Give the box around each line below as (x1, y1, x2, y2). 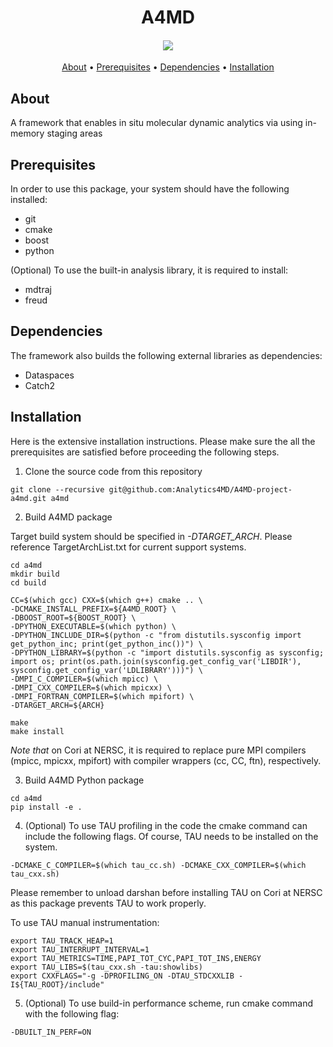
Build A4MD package (24, 511, 113, 523)
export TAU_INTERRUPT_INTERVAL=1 (10, 944, 150, 955)
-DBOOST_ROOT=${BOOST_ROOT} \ (10, 612, 137, 623)
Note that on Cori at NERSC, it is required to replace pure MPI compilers (10, 744, 307, 756)
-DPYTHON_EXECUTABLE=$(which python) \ (10, 621, 177, 631)
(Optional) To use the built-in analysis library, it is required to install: (10, 264, 289, 276)
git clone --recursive (10, 484, 105, 495)
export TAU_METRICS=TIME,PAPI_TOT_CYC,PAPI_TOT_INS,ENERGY (10, 953, 262, 963)
